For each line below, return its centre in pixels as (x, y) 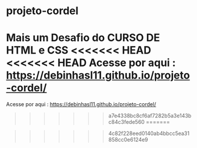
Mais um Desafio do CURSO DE (83, 38)
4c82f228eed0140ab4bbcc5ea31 (149, 133)
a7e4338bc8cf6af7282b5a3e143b (150, 116)
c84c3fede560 (127, 122)
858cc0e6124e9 (128, 140)
